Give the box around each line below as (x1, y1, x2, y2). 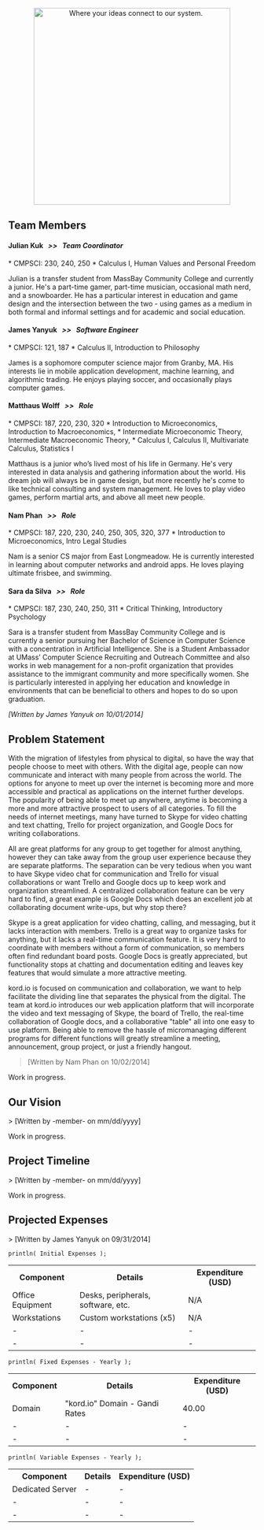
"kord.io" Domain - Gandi (64, 1398, 159, 1409)
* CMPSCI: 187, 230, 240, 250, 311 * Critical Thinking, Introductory (8, 603, 223, 614)
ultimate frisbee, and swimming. (8, 568, 112, 578)
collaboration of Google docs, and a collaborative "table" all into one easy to (8, 1017, 255, 1027)
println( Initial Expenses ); (8, 1250, 108, 1257)
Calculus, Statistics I (8, 444, 74, 453)
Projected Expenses (8, 1213, 108, 1227)
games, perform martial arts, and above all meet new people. (8, 492, 206, 502)
